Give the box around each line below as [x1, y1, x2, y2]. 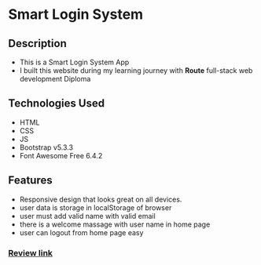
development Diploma [19, 74, 91, 83]
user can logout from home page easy [19, 227, 144, 237]
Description [8, 37, 67, 50]
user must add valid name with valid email [19, 211, 156, 220]
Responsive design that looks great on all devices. [19, 194, 182, 204]
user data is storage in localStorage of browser [19, 202, 172, 212]
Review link [8, 247, 53, 258]
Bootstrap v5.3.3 [19, 143, 73, 152]
